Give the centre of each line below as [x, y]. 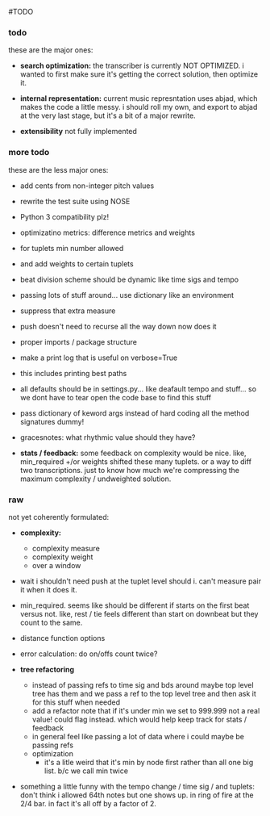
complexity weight [62, 557]
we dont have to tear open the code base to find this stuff [116, 397]
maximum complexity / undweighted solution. [96, 479]
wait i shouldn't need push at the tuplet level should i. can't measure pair [141, 581]
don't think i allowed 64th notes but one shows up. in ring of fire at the [137, 795]
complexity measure [66, 548]
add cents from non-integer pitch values [87, 186]
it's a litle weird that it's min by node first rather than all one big [149, 762]
